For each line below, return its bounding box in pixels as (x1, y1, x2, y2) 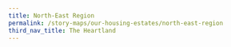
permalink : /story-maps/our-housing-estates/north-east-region (8, 19, 224, 27)
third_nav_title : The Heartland (8, 26, 116, 34)
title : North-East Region (8, 11, 94, 20)
